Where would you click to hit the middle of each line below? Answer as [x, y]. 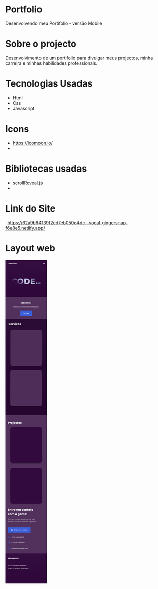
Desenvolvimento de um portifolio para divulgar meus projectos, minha [79, 58]
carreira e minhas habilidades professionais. [51, 63]
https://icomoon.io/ [33, 143]
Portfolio [24, 9]
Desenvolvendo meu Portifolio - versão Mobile [54, 23]
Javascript [24, 108]
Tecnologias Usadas [49, 84]
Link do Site [30, 208]
